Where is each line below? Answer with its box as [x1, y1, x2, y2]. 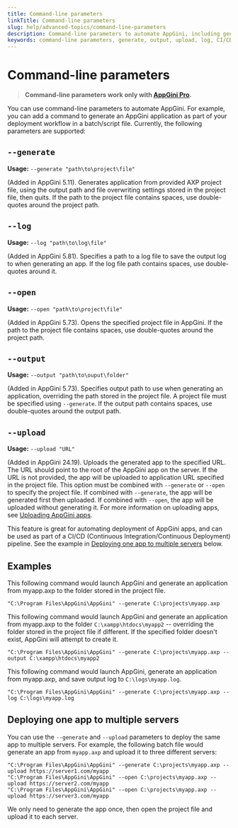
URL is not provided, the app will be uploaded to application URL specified [7, 473, 225, 482]
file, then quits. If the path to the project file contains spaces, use [7, 192, 197, 202]
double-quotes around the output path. [7, 407, 122, 415]
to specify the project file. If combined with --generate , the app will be [7, 488, 212, 497]
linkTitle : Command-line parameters [7, 17, 115, 24]
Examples [7, 560, 52, 572]
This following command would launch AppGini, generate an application [7, 667, 217, 676]
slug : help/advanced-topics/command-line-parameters [7, 23, 166, 30]
